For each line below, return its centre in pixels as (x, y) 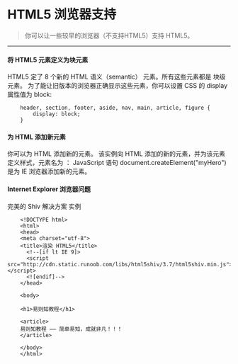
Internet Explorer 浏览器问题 (49, 189)
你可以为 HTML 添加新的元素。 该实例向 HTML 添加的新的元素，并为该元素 (116, 154)
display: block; (57, 114)
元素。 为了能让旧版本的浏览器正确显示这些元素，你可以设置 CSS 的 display (118, 86)
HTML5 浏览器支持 (62, 15)
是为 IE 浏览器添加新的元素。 (49, 171)
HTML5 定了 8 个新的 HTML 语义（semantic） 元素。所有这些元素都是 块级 (117, 77)
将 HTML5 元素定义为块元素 (48, 59)
